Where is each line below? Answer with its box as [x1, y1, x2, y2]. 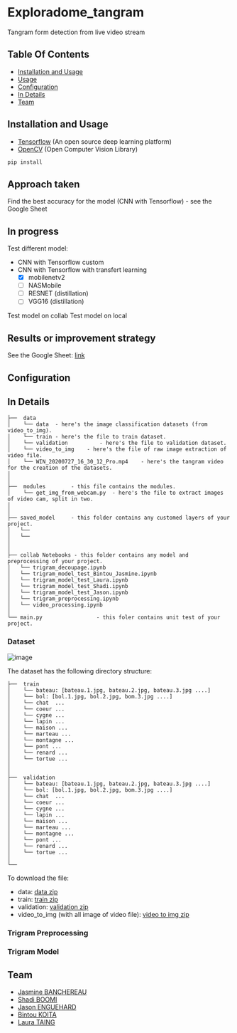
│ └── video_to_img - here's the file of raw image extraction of [7, 446, 227, 453]
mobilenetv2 [28, 273, 65, 282]
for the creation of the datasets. [7, 464, 113, 472]
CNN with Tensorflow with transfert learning [17, 266, 147, 274]
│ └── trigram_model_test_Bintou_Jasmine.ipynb [7, 570, 158, 577]
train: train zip [17, 895, 59, 903]
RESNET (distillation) [28, 289, 89, 298]
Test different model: [7, 244, 69, 253]
